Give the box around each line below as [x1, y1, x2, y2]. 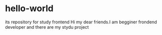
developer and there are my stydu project [5, 24, 89, 30]
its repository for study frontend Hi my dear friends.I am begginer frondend [5, 19, 157, 25]
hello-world [5, 3, 54, 14]
